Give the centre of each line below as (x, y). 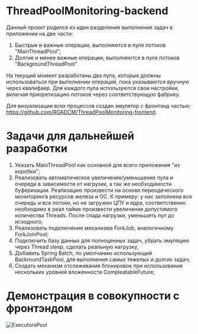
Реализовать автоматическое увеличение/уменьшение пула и (94, 177)
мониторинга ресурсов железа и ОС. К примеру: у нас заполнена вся (103, 196)
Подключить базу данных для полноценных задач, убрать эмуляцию (102, 240)
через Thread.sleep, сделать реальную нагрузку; (77, 246)
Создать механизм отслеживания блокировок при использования (99, 265)
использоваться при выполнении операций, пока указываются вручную (98, 82)
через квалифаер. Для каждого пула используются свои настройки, (92, 88)
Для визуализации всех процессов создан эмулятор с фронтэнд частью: (98, 105)
